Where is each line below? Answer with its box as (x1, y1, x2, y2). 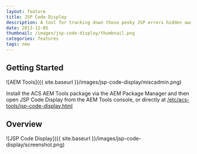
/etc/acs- (167, 96, 190, 103)
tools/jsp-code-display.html (6, 102, 73, 109)
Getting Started (6, 63, 64, 73)
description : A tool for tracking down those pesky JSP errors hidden (6, 19, 182, 25)
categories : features (6, 36, 59, 42)
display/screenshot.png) (6, 141, 65, 148)
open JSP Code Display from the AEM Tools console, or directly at (6, 96, 166, 103)
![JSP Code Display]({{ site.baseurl (6, 135, 91, 142)
